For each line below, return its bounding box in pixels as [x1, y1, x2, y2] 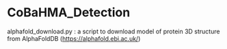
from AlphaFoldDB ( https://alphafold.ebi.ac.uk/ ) [7, 34, 141, 42]
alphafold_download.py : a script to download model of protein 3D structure [7, 27, 220, 35]
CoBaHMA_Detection [7, 5, 131, 20]
